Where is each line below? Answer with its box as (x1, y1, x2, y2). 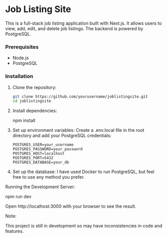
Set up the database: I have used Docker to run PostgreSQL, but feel (12, 169, 154, 175)
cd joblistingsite (12, 99, 51, 104)
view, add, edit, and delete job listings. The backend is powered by (5, 25, 143, 31)
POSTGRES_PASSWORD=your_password (12, 147, 83, 152)
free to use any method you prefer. (12, 174, 85, 180)
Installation (5, 73, 34, 80)
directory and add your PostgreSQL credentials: (12, 132, 112, 139)
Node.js (12, 55, 29, 61)
